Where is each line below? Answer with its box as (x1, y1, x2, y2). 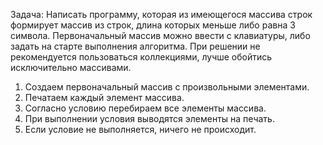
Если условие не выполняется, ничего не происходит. (24, 124, 257, 135)
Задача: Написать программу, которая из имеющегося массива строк (10, 9, 313, 20)
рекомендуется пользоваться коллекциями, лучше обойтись (10, 51, 273, 63)
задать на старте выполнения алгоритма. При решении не (10, 40, 261, 52)
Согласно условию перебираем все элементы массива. (24, 102, 267, 114)
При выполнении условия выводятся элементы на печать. (24, 113, 275, 124)
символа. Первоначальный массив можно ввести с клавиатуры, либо (10, 30, 311, 41)
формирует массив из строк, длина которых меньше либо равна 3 (10, 19, 296, 31)
